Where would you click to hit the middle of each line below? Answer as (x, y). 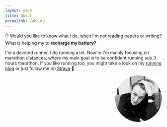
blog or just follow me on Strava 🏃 (40, 68)
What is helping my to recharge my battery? (51, 43)
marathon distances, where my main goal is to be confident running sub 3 (81, 58)
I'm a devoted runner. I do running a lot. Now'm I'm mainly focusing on (77, 53)
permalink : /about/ (25, 21)
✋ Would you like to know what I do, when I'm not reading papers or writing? (83, 36)
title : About (19, 16)
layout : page (19, 10)
